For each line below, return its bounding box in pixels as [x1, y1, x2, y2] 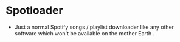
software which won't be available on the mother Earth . [14, 29, 155, 37]
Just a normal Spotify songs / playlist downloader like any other [14, 23, 175, 31]
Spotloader [5, 4, 63, 17]
